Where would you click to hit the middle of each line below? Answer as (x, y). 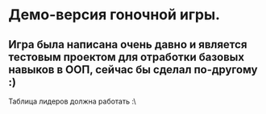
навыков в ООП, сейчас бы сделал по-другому (133, 69)
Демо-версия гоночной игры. (114, 15)
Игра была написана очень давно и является (128, 45)
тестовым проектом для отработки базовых (126, 57)
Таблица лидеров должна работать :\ (72, 101)
